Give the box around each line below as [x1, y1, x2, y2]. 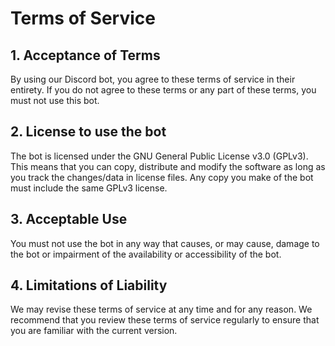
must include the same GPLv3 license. [10, 182, 168, 194]
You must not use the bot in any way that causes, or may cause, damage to [10, 237, 320, 249]
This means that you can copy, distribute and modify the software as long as [10, 160, 326, 172]
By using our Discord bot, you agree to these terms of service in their [10, 73, 296, 85]
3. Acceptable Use [10, 211, 128, 228]
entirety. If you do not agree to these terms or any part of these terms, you [10, 84, 317, 96]
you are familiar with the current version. [10, 325, 178, 337]
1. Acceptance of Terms [10, 47, 161, 64]
